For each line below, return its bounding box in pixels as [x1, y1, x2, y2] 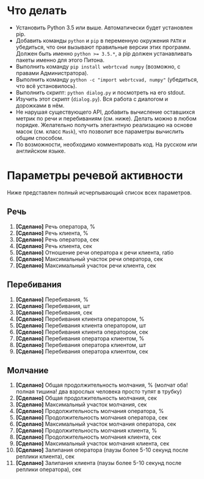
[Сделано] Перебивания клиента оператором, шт [15, 321, 146, 329]
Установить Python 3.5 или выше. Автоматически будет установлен [15, 24, 193, 31]
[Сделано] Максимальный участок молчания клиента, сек [15, 440, 170, 447]
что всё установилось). [15, 82, 77, 89]
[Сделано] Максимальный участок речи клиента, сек [15, 261, 156, 269]
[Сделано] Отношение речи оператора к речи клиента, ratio [15, 249, 174, 256]
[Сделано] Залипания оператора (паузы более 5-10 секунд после [15, 447, 189, 454]
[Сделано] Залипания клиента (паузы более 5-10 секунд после [15, 459, 182, 467]
